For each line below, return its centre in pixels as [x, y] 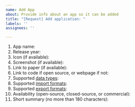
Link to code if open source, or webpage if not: [61, 73]
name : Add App [20, 10]
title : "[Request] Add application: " [45, 19]
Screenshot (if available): [38, 62]
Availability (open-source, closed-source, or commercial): [71, 94]
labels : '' [17, 24]
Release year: [27, 52]
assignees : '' [20, 28]
